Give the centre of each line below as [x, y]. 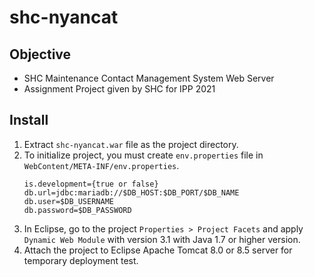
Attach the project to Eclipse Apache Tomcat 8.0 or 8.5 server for [158, 250]
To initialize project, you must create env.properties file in [143, 155]
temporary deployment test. [81, 260]
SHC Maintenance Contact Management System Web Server [149, 78]
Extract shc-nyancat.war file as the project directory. [131, 144]
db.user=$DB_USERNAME [68, 201]
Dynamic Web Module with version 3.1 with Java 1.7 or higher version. [162, 239]
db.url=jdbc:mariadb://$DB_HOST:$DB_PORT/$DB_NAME [131, 192]
